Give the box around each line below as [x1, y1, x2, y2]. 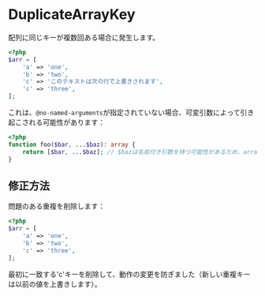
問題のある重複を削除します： [8, 201, 105, 211]
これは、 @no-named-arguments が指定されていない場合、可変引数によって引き [8, 108, 255, 118]
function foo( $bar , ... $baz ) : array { [8, 141, 136, 148]
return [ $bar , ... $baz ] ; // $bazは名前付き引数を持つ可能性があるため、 [22, 148, 244, 155]
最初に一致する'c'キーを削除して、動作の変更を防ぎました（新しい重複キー [8, 269, 251, 279]
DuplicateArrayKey [8, 6, 136, 24]
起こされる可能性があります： [8, 118, 105, 127]
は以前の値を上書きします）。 [8, 279, 102, 289]
